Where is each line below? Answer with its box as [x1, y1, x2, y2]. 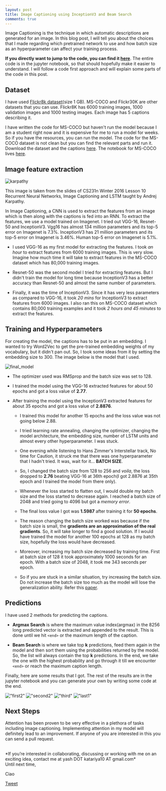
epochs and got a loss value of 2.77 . [12, 388, 87, 394]
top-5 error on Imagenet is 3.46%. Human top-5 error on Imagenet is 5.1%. [5, 234, 158, 240]
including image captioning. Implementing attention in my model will [5, 725, 144, 731]
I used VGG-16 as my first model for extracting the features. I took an [12, 244, 154, 250]
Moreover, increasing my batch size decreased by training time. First [19, 548, 160, 554]
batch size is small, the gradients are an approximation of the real [19, 523, 156, 529]
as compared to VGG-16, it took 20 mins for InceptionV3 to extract [12, 295, 148, 301]
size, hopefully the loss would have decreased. [19, 539, 116, 545]
